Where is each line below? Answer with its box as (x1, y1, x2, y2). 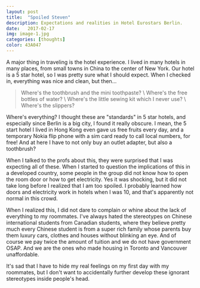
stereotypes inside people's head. (6, 275, 90, 282)
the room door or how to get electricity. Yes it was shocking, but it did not (6, 176, 187, 183)
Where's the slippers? (20, 102, 75, 109)
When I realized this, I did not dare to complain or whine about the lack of (6, 206, 186, 213)
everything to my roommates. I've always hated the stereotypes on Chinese (6, 213, 192, 220)
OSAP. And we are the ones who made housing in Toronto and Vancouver (6, 244, 187, 252)
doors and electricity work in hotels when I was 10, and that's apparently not (6, 188, 194, 195)
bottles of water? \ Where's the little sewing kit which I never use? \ (20, 95, 186, 102)
